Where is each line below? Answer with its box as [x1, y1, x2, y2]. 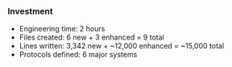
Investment [7, 6, 53, 17]
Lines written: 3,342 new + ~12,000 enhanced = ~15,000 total [19, 41, 225, 51]
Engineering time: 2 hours [19, 24, 106, 34]
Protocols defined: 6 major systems [19, 50, 138, 60]
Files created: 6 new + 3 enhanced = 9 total [19, 32, 164, 42]
